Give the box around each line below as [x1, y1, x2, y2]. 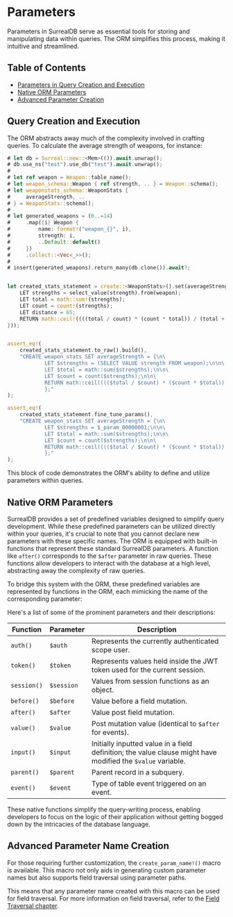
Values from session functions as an [91, 677, 209, 686]
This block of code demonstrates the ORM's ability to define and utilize [7, 469, 210, 477]
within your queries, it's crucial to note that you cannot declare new [7, 529, 200, 538]
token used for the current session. [91, 665, 206, 675]
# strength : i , [7, 232, 76, 240]
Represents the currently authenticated [91, 636, 219, 646]
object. [91, 685, 114, 695]
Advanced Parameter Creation [17, 95, 104, 104]
